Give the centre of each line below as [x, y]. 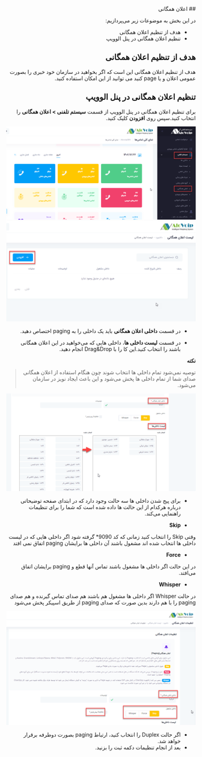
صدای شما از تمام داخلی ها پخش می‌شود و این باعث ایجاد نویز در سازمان [114, 379]
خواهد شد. [169, 741]
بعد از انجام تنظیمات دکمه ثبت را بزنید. [138, 747]
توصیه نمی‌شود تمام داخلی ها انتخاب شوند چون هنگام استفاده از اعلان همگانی [109, 372]
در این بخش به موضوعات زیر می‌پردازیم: [150, 20]
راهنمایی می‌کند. [163, 513]
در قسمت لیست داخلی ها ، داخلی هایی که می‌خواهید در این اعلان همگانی [101, 343]
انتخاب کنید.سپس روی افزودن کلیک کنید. [151, 118]
